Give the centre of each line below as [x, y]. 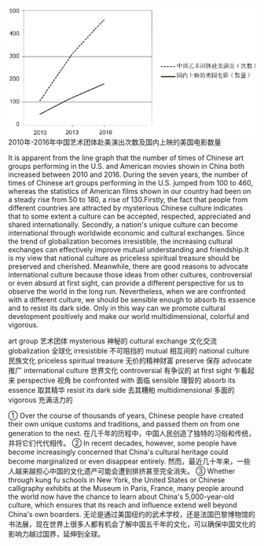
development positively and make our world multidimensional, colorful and [129, 317]
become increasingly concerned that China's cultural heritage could [118, 452]
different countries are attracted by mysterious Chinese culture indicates [126, 208]
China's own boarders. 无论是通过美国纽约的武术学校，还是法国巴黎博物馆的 [132, 515]
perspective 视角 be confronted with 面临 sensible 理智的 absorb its [126, 380]
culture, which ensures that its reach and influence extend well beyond [123, 505]
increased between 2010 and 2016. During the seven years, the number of [128, 174]
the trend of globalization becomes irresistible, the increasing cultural [121, 241]
